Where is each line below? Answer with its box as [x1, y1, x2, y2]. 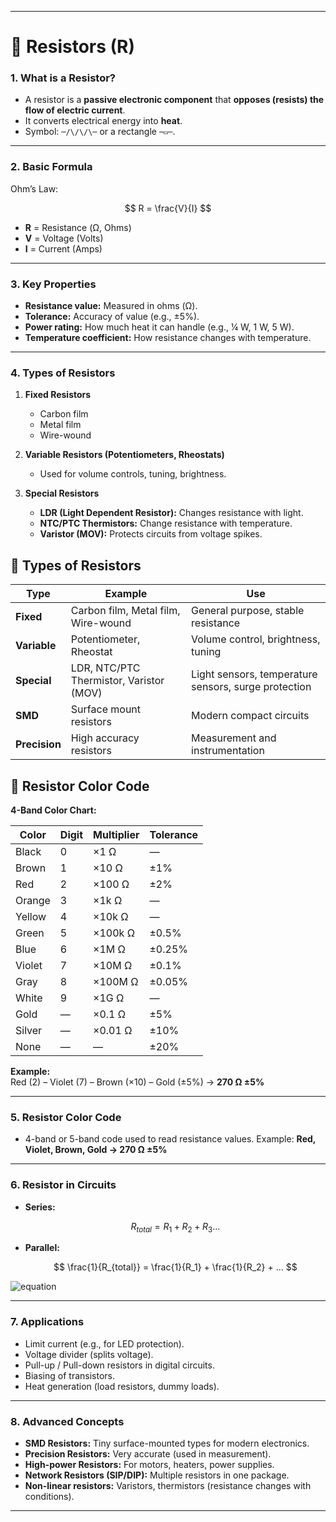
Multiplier [93, 828, 140, 841]
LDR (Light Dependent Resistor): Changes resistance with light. [39, 507, 304, 519]
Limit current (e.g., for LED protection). [24, 1337, 185, 1350]
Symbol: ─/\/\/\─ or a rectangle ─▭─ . [24, 126, 176, 138]
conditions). [24, 1490, 75, 1502]
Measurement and [191, 731, 277, 745]
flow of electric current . [24, 104, 126, 116]
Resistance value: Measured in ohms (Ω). [24, 300, 198, 312]
